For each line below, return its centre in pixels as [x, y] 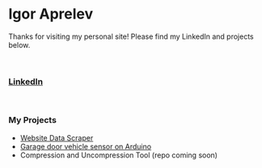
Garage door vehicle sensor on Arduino [86, 146]
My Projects [32, 120]
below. [19, 44]
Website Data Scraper [57, 137]
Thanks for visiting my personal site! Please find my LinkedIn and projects [131, 36]
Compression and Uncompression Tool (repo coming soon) [119, 155]
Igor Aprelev [51, 14]
